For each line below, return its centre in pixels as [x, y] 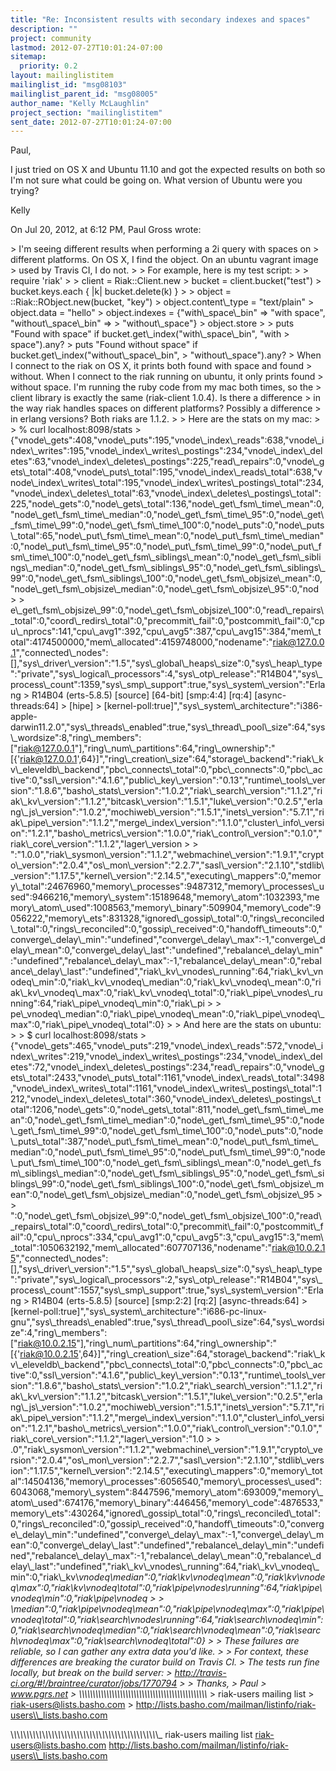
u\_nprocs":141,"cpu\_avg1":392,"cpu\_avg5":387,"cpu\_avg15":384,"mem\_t [166, 632]
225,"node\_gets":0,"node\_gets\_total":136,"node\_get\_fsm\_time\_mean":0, [167, 504]
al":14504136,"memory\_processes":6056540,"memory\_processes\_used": [166, 1482]
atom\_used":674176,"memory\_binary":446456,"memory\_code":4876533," [167, 1503]
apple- [24, 717]
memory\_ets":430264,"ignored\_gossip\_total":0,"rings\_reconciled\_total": [166, 1513]
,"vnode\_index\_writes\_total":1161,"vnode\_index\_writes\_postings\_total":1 [166, 1088]
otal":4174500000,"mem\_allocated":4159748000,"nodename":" [141, 642]
